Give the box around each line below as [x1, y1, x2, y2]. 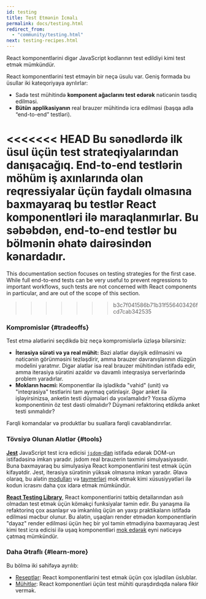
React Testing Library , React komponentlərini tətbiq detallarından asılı [6, 493, 184, 501]
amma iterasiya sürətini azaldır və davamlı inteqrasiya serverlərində [15, 369, 186, 376]
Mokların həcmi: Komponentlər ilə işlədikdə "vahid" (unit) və [15, 382, 169, 389]
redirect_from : [6, 26, 45, 33]
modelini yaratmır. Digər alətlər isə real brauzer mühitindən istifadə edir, [15, 362, 196, 369]
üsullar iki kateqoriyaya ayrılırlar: [6, 79, 88, 87]
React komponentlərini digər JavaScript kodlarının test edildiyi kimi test [6, 55, 186, 61]
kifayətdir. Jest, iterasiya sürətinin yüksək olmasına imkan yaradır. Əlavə [6, 468, 188, 476]
